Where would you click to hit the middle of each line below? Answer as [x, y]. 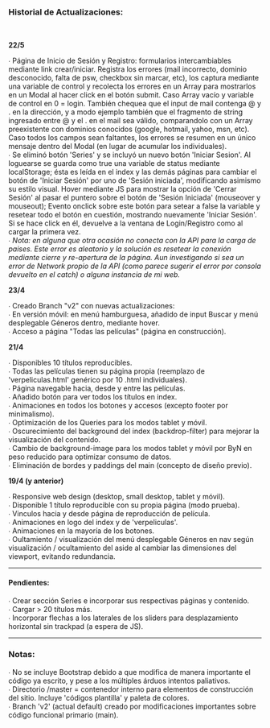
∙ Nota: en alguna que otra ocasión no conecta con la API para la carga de [132, 241]
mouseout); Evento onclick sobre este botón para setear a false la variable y [134, 206]
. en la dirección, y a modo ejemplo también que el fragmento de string [126, 112]
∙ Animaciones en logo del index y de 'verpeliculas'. [93, 523]
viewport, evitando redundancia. [62, 556]
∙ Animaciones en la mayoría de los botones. [82, 531]
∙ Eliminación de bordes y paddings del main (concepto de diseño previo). [130, 465]
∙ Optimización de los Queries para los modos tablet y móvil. [108, 423]
